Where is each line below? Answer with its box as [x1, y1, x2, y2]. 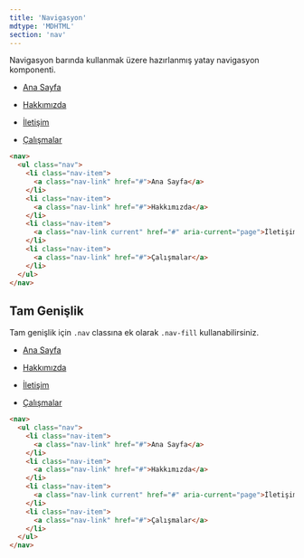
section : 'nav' [9, 30, 67, 39]
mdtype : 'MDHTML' [9, 22, 75, 31]
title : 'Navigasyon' [9, 13, 88, 23]
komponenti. [9, 64, 56, 75]
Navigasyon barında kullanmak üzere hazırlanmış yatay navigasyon [9, 55, 260, 66]
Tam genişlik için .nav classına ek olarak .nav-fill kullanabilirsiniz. [9, 327, 260, 338]
